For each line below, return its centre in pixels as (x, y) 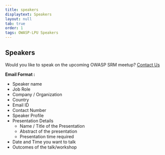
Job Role (21, 89)
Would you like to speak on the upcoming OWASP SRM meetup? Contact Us (82, 64)
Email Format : (20, 74)
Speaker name (27, 84)
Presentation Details (33, 121)
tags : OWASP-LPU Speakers (32, 33)
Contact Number (29, 110)
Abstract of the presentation (48, 131)
